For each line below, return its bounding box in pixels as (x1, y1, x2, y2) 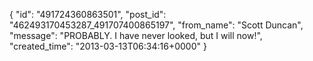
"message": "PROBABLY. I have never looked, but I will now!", (9, 30, 263, 41)
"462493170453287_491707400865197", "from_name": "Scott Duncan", (9, 19, 304, 31)
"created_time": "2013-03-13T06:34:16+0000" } (9, 40, 207, 52)
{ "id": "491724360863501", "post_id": (9, 9, 167, 20)
